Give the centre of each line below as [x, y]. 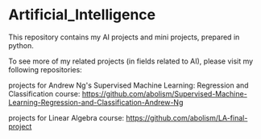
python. [21, 45]
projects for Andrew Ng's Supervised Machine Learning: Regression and [128, 85]
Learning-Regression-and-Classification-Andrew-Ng [96, 102]
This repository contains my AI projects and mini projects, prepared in [124, 37]
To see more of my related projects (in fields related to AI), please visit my [131, 61]
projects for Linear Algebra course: [66, 117]
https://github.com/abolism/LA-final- [187, 117]
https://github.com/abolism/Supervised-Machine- [164, 93]
